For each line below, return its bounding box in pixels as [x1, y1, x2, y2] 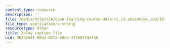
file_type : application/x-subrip [5, 21, 76, 26]
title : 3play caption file [5, 30, 62, 35]
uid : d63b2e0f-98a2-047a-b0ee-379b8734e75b [5, 35, 99, 40]
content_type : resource [5, 7, 56, 12]
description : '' [5, 12, 39, 17]
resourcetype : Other [5, 26, 49, 31]
